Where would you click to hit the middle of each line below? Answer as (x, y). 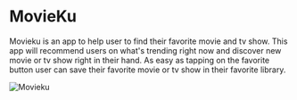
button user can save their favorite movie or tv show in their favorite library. (148, 70)
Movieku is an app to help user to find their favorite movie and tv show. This (148, 41)
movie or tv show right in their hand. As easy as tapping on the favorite (140, 60)
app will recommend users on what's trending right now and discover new (145, 50)
